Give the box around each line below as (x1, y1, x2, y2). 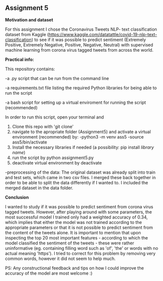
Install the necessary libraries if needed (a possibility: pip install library (12, 144, 154, 150)
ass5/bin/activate (12, 139, 47, 145)
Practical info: (5, 56, 34, 62)
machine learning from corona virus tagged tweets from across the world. (5, 47, 154, 53)
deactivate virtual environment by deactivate (12, 160, 102, 165)
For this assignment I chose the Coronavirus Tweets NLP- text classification (5, 26, 157, 32)
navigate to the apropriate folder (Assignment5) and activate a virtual (12, 129, 151, 135)
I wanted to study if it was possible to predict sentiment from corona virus (5, 203, 154, 209)
